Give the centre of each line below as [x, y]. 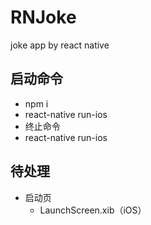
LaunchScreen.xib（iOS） [93, 210]
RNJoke [43, 17]
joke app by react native [60, 45]
